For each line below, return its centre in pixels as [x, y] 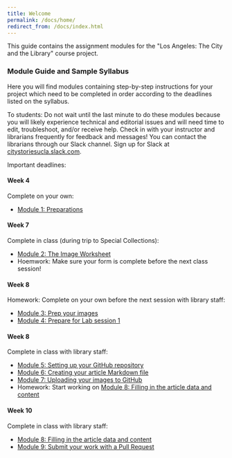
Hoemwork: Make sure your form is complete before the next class [113, 262]
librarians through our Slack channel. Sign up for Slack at [88, 144]
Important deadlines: [37, 165]
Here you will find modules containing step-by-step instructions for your [110, 86]
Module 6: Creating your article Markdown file [83, 373]
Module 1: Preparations [50, 209]
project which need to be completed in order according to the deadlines [110, 93]
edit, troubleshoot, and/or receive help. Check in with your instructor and [111, 129]
